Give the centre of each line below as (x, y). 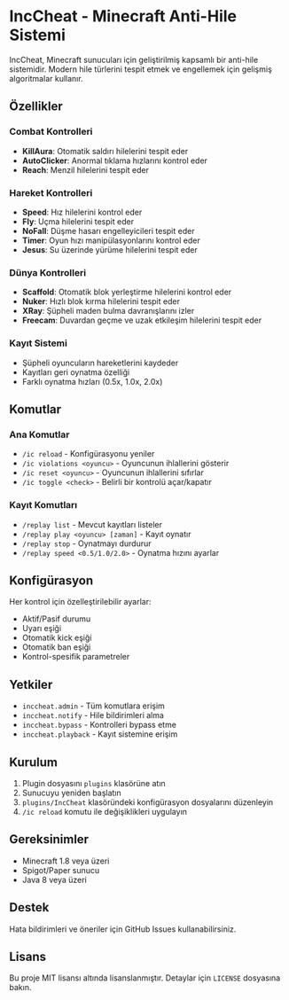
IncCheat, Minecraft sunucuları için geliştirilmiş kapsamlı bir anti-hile (134, 59)
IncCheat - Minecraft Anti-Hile (123, 16)
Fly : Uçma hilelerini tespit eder (78, 221)
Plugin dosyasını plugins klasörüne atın (94, 783)
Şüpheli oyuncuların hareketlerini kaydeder (100, 363)
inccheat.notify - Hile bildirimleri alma (93, 715)
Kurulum (34, 762)
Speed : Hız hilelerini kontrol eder (82, 212)
